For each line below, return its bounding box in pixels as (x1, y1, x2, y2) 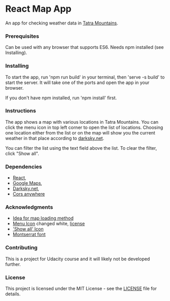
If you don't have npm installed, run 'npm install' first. (5, 95, 117, 101)
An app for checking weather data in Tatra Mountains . (5, 20, 119, 26)
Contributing (5, 244, 38, 251)
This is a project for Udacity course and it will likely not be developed (5, 256, 150, 262)
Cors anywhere (12, 191, 45, 197)
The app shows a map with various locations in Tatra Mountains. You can (5, 119, 159, 125)
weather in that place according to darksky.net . (5, 135, 104, 141)
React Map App (5, 3, 72, 15)
